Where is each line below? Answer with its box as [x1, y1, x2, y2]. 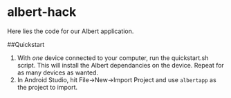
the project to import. [17, 83, 78, 91]
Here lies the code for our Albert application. [7, 27, 134, 35]
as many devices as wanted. [17, 68, 99, 77]
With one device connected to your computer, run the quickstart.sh [17, 53, 209, 62]
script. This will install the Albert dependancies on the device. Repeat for [17, 61, 225, 69]
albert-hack [7, 4, 77, 20]
